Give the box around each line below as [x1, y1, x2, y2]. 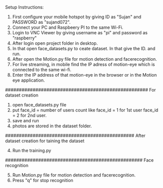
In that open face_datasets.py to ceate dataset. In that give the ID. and [12, 46, 156, 51]
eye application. [12, 77, 45, 83]
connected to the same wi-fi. [12, 67, 72, 73]
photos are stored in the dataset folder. [12, 123, 92, 129]
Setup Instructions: [5, 4, 44, 10]
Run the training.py [12, 148, 52, 153]
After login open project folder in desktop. [12, 40, 98, 46]
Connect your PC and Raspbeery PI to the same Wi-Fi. [12, 24, 124, 30]
